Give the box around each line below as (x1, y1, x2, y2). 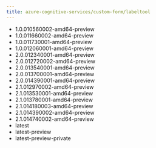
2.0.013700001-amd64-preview (15, 70, 95, 77)
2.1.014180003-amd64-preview (15, 102, 93, 109)
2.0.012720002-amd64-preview (15, 57, 96, 65)
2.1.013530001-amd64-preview (15, 89, 93, 97)
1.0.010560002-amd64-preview (15, 25, 95, 33)
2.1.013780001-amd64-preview (15, 96, 93, 103)
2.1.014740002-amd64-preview (15, 115, 94, 123)
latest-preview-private (15, 134, 71, 142)
